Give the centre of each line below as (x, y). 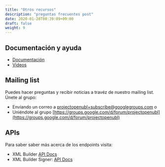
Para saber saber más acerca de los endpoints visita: (59, 144)
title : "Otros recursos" (31, 10)
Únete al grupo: (21, 97)
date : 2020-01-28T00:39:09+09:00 (39, 19)
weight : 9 (15, 28)
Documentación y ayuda (43, 48)
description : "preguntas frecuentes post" (49, 14)
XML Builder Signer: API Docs (42, 159)
